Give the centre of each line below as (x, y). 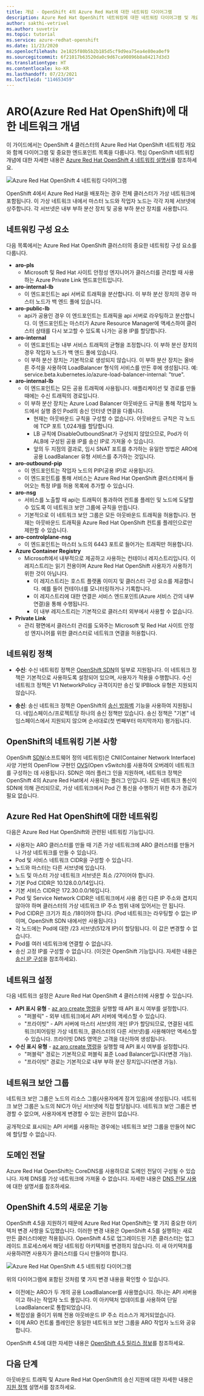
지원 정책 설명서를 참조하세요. (41, 1387)
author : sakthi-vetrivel (38, 23)
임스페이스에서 (32, 720)
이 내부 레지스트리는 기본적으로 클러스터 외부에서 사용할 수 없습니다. (114, 611)
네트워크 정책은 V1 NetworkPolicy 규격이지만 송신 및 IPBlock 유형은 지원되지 (106, 685)
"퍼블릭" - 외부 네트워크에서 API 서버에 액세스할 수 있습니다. (95, 1016)
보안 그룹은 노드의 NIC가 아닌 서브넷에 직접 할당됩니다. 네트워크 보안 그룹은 (101, 1106)
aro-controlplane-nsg (43, 537)
